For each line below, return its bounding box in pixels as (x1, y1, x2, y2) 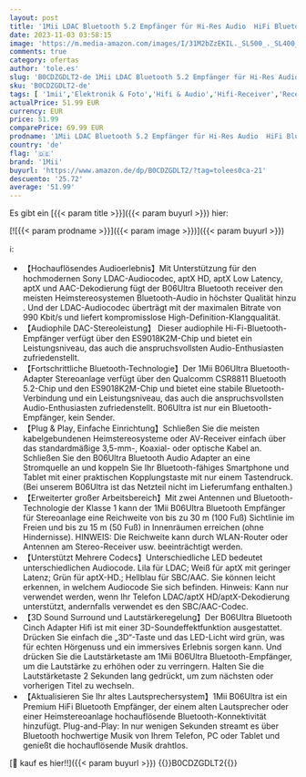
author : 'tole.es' (9, 65, 79, 74)
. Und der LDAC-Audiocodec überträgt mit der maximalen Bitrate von (22, 302, 281, 313)
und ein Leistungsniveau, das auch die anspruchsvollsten (68, 393, 284, 404)
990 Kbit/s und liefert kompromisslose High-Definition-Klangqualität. (22, 312, 280, 323)
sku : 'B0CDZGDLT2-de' (9, 81, 92, 90)
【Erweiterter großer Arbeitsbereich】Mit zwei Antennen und (22, 493, 252, 504)
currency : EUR (9, 107, 64, 116)
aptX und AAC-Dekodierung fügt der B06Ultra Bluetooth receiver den (22, 283, 284, 294)
